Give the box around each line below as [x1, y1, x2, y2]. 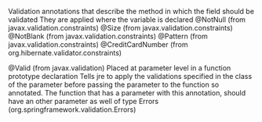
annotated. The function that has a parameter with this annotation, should [8, 88, 246, 97]
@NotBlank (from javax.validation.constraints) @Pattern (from [8, 31, 208, 41]
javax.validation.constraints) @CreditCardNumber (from [8, 40, 188, 49]
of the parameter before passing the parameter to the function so [8, 80, 220, 89]
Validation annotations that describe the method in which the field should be [8, 7, 255, 16]
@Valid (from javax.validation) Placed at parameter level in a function [8, 63, 231, 73]
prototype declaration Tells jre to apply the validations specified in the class [8, 72, 253, 81]
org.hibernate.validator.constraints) [8, 48, 122, 57]
